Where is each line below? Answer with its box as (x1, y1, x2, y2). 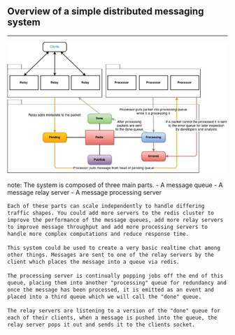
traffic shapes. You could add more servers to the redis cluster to (7, 209, 215, 217)
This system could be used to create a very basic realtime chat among (7, 244, 220, 252)
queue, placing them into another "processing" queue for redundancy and (7, 279, 227, 287)
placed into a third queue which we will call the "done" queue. (7, 293, 201, 301)
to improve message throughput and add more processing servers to (7, 223, 208, 231)
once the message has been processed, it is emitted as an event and (7, 286, 215, 294)
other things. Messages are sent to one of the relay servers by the (7, 251, 215, 259)
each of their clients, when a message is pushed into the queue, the (7, 314, 218, 322)
